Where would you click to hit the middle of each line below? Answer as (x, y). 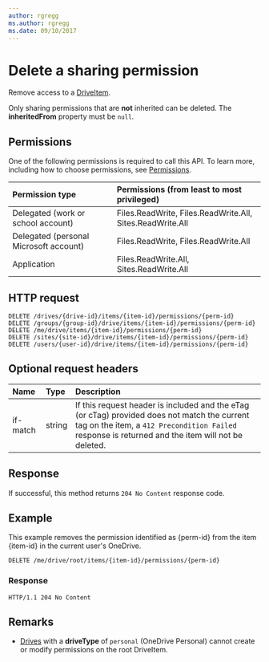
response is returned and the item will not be (159, 435)
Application (34, 264)
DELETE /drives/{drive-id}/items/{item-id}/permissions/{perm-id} (121, 316)
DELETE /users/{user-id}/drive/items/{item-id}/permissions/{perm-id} (128, 344)
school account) (43, 223)
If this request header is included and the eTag (162, 404)
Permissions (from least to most (179, 189)
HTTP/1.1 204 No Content (50, 597)
